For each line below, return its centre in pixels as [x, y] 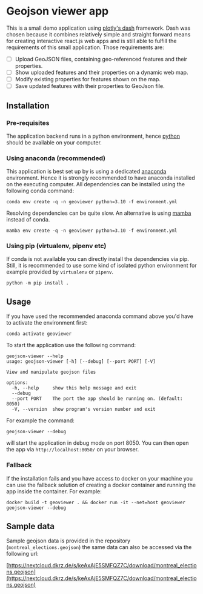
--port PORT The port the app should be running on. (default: [97, 399]
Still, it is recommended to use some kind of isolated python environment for [101, 266]
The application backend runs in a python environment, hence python [93, 136]
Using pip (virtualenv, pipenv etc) [56, 246]
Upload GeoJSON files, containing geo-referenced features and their [101, 59]
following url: [22, 554]
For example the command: [40, 420]
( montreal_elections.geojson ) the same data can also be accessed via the [99, 547]
